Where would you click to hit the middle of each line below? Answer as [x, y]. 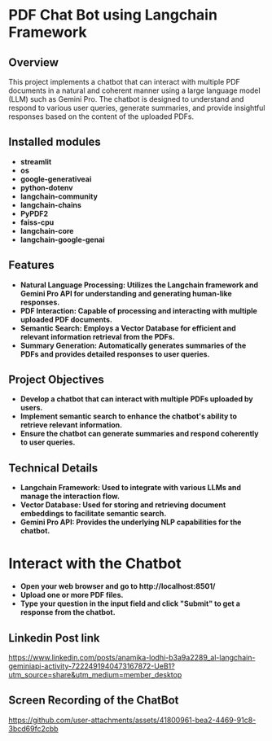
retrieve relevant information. [71, 425]
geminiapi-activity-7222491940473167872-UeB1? [92, 666]
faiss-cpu [37, 222]
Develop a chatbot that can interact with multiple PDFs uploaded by [137, 399]
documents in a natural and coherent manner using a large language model [134, 90]
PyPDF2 [34, 213]
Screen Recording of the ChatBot [94, 701]
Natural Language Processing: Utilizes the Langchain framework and [139, 285]
